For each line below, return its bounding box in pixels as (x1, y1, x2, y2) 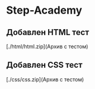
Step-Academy (6, 4, 83, 17)
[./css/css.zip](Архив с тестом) (6, 75, 84, 83)
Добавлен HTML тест (6, 27, 90, 37)
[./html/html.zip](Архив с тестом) (6, 43, 88, 50)
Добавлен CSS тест (6, 60, 83, 70)
